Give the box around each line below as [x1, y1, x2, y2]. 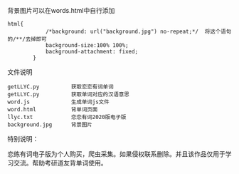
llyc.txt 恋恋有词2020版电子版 [7, 113, 127, 121]
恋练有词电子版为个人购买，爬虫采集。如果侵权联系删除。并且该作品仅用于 [7, 150, 225, 158]
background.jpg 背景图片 [7, 121, 92, 128]
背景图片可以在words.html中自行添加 [7, 6, 115, 14]
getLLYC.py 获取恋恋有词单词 [7, 83, 114, 91]
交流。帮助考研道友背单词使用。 [13, 159, 107, 167]
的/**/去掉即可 [7, 36, 48, 43]
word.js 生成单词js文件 [7, 98, 110, 106]
